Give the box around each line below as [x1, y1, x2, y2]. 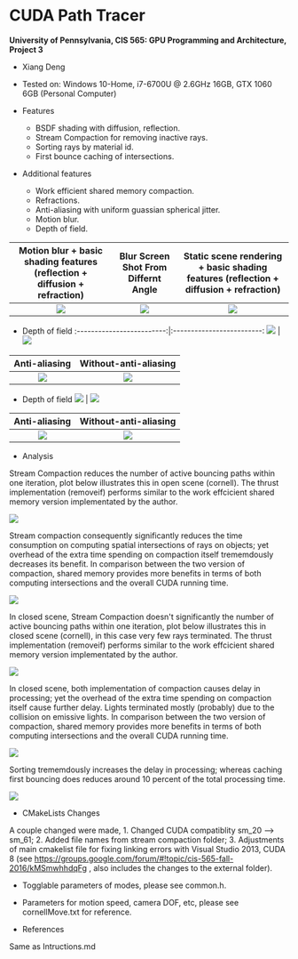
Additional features [21, 168, 92, 179]
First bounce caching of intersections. [35, 150, 175, 161]
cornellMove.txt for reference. [21, 907, 132, 917]
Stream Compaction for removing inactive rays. [35, 132, 208, 142]
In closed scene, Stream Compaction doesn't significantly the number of [9, 611, 275, 622]
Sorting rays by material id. [35, 141, 135, 152]
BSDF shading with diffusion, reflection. [35, 122, 181, 133]
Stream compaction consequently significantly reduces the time [9, 530, 243, 541]
